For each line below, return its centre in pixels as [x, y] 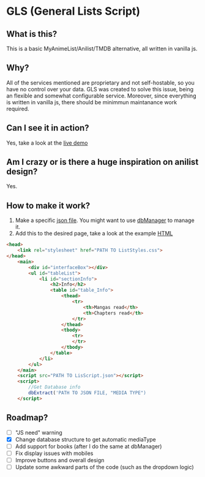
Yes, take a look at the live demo [47, 143]
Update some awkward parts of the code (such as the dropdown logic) [104, 467]
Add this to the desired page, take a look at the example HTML [94, 234]
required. [18, 109]
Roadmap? [27, 418]
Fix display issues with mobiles [54, 453]
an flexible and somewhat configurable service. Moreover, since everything [101, 96]
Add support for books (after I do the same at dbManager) [88, 446]
